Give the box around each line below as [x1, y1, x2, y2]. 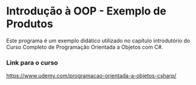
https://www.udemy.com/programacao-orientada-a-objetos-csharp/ [6, 72, 177, 80]
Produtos [6, 17, 53, 31]
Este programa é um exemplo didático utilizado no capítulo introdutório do [6, 37, 191, 44]
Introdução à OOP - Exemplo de [6, 4, 167, 18]
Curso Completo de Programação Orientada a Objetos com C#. [6, 43, 163, 51]
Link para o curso [6, 58, 58, 67]
